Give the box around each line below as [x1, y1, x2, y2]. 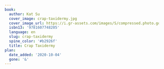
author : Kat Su [9, 12, 40, 17]
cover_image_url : [9, 20, 45, 26]
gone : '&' [9, 57, 29, 62]
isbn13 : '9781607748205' [9, 25, 60, 30]
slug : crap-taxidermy [9, 34, 53, 39]
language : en [9, 30, 36, 34]
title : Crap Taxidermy [9, 43, 55, 48]
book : [4, 7, 16, 12]
